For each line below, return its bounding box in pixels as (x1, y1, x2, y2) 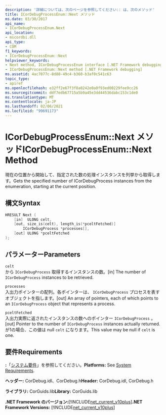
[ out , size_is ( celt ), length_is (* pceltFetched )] (14, 221, 116, 227)
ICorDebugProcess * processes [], (23, 226, 90, 231)
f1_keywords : (5, 49, 32, 53)
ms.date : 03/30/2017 (5, 16, 48, 21)
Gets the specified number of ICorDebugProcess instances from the (13, 178, 152, 184)
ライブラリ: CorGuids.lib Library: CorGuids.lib (5, 388, 98, 394)
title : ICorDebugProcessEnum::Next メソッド (5, 12, 95, 17)
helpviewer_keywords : (5, 58, 50, 63)
